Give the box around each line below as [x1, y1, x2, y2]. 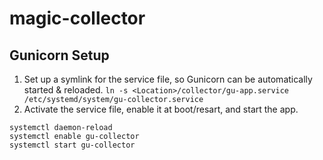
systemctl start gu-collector [9, 140, 136, 150]
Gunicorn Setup [9, 47, 110, 64]
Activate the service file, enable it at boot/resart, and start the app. [23, 103, 299, 115]
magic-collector [9, 7, 146, 30]
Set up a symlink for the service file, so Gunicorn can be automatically [23, 73, 313, 85]
